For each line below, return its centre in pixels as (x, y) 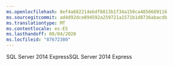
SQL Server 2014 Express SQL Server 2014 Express (69, 57)
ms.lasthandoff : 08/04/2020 (41, 34)
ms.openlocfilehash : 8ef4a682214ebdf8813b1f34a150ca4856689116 (87, 12)
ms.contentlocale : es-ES (37, 28)
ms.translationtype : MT (36, 23)
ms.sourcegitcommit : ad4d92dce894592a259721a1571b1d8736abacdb (87, 17)
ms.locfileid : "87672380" (38, 40)
